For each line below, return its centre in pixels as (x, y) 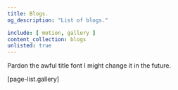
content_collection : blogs (47, 39)
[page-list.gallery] (33, 79)
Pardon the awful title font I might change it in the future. (89, 66)
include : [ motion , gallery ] (52, 33)
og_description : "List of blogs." (58, 20)
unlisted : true (30, 46)
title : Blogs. (28, 14)
